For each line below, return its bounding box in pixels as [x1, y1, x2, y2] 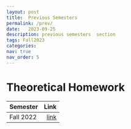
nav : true [6, 49, 32, 55]
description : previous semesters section [6, 32, 116, 38]
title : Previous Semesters [6, 15, 78, 21]
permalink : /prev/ [6, 20, 53, 26]
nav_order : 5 [6, 54, 40, 60]
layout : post [6, 9, 40, 15]
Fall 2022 [9, 113, 37, 121]
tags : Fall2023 [6, 37, 45, 43]
